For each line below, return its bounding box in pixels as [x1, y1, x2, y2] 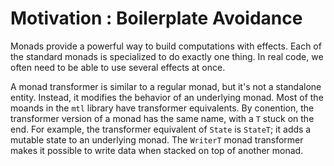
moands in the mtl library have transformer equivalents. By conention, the [10, 102, 315, 114]
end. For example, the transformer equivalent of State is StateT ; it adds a [10, 123, 312, 135]
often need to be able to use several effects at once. [10, 61, 226, 73]
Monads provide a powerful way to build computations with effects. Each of [10, 40, 322, 52]
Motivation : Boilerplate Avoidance [10, 7, 303, 30]
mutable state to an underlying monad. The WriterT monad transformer [10, 133, 304, 146]
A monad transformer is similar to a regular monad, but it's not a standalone [10, 80, 322, 92]
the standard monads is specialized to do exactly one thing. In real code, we [10, 50, 324, 62]
